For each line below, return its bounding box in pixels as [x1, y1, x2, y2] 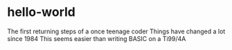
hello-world [7, 4, 76, 20]
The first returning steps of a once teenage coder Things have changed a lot [7, 27, 226, 35]
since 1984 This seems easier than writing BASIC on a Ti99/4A [7, 34, 186, 42]
